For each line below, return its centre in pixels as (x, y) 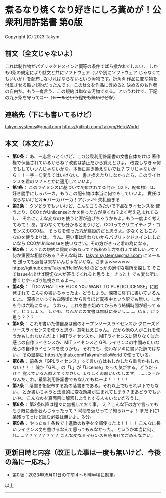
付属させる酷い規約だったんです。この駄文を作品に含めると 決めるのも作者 (81, 85)
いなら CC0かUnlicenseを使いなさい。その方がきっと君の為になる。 (82, 243)
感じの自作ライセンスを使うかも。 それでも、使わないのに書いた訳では (84, 349)
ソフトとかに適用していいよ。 (64, 181)
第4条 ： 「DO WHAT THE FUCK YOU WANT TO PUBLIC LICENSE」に (83, 287)
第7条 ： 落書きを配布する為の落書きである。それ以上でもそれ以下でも (83, 386)
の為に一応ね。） (30, 462)
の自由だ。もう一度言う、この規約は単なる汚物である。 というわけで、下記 (81, 91)
